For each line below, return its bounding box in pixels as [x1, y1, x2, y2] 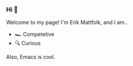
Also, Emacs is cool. [6, 54, 55, 61]
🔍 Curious [14, 40, 41, 47]
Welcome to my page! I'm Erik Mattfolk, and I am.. [6, 19, 128, 26]
